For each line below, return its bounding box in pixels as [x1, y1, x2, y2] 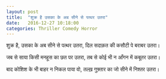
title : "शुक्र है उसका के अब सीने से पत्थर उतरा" [6, 14, 108, 20]
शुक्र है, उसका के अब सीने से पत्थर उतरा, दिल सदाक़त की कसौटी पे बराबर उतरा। [6, 42, 161, 49]
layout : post [6, 8, 39, 15]
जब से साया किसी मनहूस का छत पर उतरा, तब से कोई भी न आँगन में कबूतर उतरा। [6, 54, 161, 61]
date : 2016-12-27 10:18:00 [6, 20, 79, 26]
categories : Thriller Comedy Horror [6, 25, 98, 32]
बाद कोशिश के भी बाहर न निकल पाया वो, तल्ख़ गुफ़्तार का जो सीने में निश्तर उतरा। [6, 66, 160, 73]
